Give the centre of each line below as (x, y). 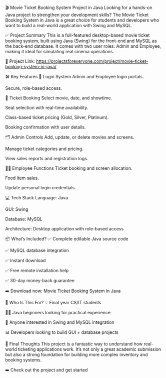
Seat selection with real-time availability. (47, 108)
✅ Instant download (25, 260)
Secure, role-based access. (34, 88)
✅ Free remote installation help (37, 270)
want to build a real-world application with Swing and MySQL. (69, 25)
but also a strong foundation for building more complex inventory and (76, 354)
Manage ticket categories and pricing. (44, 149)
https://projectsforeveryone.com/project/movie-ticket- (92, 61)
